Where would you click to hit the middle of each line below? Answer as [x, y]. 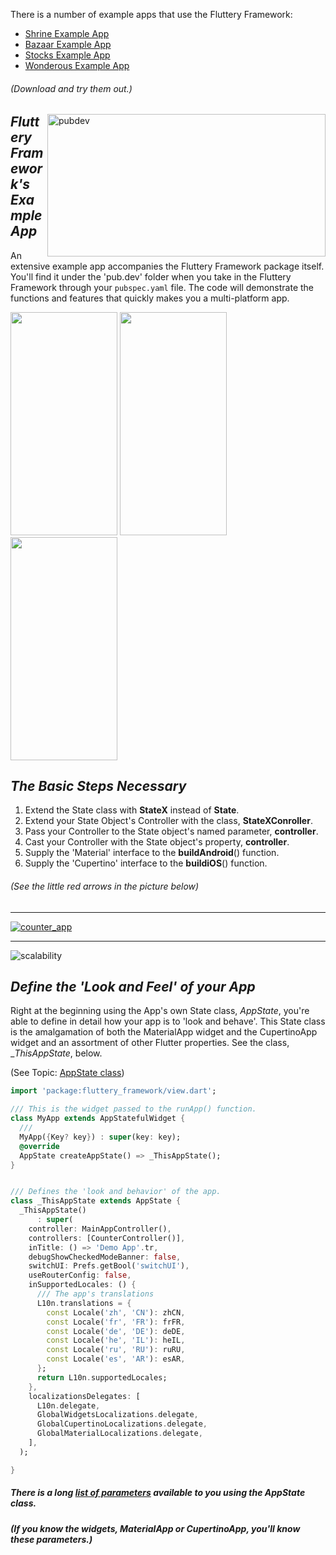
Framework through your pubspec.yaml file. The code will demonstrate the [162, 287]
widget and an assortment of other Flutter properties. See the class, [150, 1043]
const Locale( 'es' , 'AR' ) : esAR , [116, 1359]
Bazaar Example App [68, 44]
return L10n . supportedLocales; [102, 1377]
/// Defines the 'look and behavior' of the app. [116, 1192]
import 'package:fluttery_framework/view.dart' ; [113, 1091]
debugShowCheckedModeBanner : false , [105, 1257]
